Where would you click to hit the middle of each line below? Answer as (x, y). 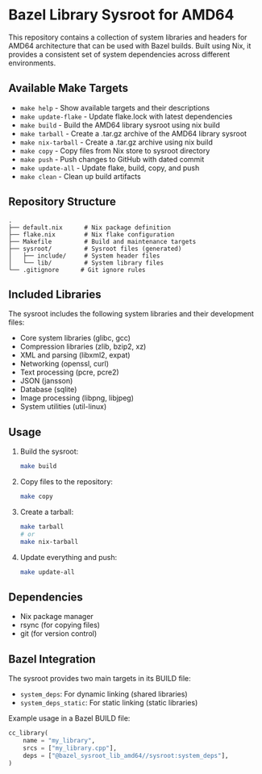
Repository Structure (62, 202)
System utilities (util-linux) (63, 407)
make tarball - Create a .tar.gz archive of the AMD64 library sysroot (133, 133)
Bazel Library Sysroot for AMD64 (121, 15)
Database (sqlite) (48, 390)
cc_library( (28, 733)
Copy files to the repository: (66, 482)
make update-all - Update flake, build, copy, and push (110, 168)
